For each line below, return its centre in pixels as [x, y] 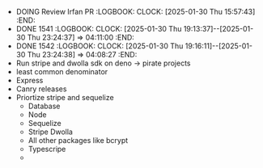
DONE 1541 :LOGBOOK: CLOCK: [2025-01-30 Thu [99, 29]
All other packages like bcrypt [78, 140]
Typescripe [47, 149]
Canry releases [41, 89]
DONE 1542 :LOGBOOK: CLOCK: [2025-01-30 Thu [100, 46]
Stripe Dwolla [50, 132]
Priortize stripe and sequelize [65, 97]
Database [44, 106]
